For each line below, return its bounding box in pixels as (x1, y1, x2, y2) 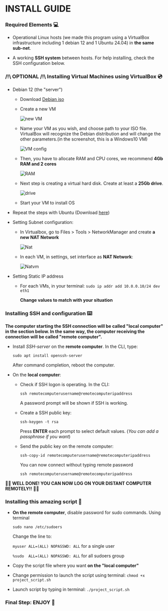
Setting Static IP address (12, 273, 64, 279)
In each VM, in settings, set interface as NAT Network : (20, 254, 133, 260)
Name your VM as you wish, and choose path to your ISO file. (20, 125, 147, 131)
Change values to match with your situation (20, 297, 113, 303)
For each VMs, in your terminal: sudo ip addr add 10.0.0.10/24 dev (20, 283, 160, 289)
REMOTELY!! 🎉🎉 (5, 485, 39, 492)
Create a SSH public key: (20, 410, 72, 416)
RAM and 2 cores (20, 161, 57, 167)
